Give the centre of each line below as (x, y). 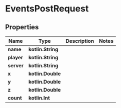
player (15, 57)
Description (80, 41)
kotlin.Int (39, 98)
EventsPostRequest (47, 9)
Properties (22, 27)
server (16, 65)
